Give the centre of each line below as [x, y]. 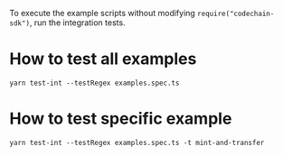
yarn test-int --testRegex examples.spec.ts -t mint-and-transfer [137, 142]
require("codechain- [236, 14]
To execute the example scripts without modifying [103, 13]
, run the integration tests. [77, 23]
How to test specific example [121, 119]
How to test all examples [103, 59]
